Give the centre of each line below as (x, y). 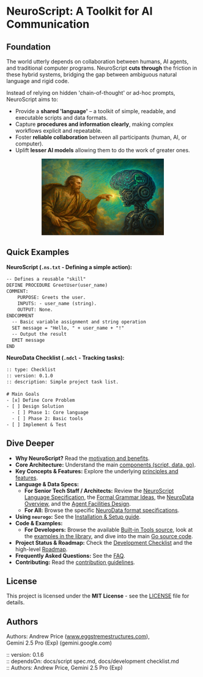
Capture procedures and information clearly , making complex (94, 124)
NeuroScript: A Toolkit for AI (79, 11)
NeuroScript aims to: (32, 99)
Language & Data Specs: (47, 484)
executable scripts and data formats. (61, 118)
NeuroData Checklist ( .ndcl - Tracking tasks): (65, 357)
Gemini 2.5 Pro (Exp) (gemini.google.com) (59, 643)
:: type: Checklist (31, 369)
